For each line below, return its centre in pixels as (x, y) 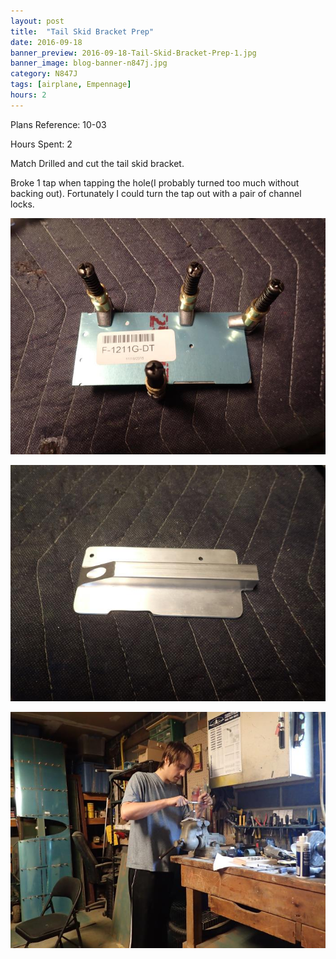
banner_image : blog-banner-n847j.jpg (89, 63)
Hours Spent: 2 (41, 144)
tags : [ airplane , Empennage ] (71, 85)
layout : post (37, 21)
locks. (22, 204)
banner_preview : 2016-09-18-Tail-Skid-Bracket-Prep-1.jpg (133, 53)
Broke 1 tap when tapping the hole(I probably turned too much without (155, 182)
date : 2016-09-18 (46, 42)
